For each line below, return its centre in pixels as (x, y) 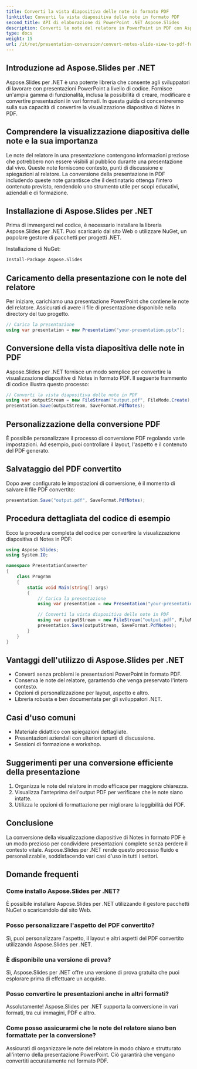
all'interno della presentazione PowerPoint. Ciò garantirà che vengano (91, 1054)
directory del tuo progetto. (38, 314)
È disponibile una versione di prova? (59, 959)
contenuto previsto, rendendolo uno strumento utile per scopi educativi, (93, 186)
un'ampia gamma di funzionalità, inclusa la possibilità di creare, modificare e (98, 95)
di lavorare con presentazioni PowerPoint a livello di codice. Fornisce (89, 88)
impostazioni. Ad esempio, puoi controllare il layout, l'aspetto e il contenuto (97, 444)
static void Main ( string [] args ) (68, 588)
